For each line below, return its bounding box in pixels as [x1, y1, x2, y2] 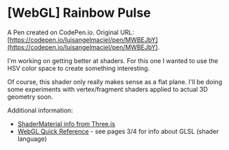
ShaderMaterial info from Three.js [17, 119, 116, 128]
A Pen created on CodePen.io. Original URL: [7, 28, 135, 36]
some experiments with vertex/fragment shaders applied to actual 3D [7, 85, 209, 93]
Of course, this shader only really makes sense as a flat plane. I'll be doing [7, 77, 223, 86]
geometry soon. [7, 93, 53, 101]
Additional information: [7, 106, 74, 114]
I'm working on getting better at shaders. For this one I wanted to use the [7, 56, 218, 64]
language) [17, 135, 47, 143]
